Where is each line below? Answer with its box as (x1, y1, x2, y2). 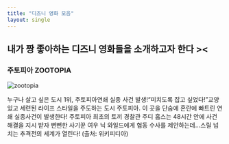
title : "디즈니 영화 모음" (7, 10, 74, 17)
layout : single (7, 16, 51, 23)
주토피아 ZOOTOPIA (7, 66, 72, 75)
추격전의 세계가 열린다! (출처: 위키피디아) (19, 130, 129, 138)
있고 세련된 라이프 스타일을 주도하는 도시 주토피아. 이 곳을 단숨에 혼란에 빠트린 (7, 104, 216, 113)
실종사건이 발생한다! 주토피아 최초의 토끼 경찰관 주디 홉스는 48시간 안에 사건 (14, 113, 218, 121)
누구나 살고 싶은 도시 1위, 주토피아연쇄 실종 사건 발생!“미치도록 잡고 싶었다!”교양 (7, 96, 219, 104)
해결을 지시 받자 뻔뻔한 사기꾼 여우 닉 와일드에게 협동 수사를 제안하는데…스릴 (7, 121, 212, 130)
